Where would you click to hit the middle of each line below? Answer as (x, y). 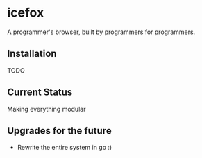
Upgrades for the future (60, 131)
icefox (26, 13)
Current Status (40, 93)
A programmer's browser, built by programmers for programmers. (101, 32)
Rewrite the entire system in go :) (65, 148)
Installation (32, 54)
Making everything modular (47, 109)
